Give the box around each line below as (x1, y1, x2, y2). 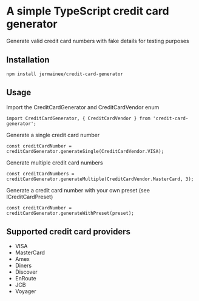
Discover (15, 268, 38, 276)
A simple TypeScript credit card (6, 4, 169, 18)
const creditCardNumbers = (6, 171, 75, 177)
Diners (15, 262, 32, 269)
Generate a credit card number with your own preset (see (6, 186, 150, 194)
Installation (6, 55, 50, 65)
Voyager (15, 288, 36, 295)
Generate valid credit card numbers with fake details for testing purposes (6, 37, 189, 44)
